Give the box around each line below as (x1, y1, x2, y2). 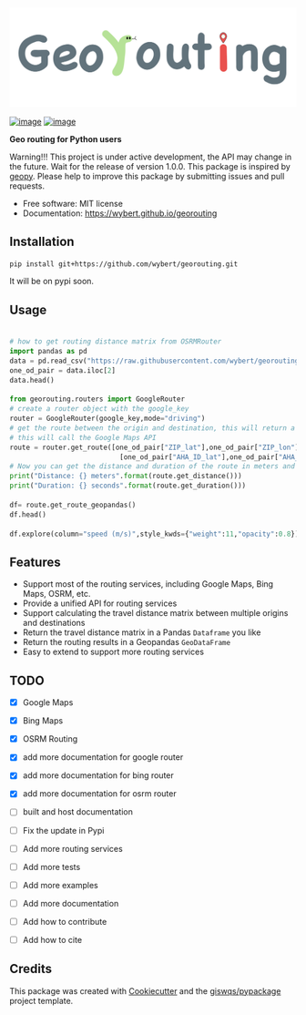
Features (9, 554, 61, 569)
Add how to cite (22, 934, 83, 945)
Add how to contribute (22, 916, 107, 927)
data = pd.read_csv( (9, 356, 88, 365)
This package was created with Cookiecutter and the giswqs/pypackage (9, 985, 281, 996)
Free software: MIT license (22, 198, 123, 209)
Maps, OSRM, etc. (22, 589, 91, 600)
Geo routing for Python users (9, 133, 122, 144)
